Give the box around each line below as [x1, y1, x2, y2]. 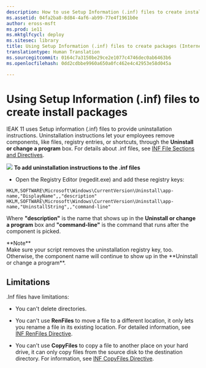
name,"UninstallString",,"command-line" [6, 204, 112, 210]
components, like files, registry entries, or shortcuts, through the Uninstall [6, 139, 194, 146]
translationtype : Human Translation [6, 49, 100, 55]
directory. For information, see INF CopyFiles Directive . [15, 355, 154, 362]
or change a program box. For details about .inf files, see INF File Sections [6, 145, 195, 152]
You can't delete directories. [15, 305, 87, 313]
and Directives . [6, 151, 45, 159]
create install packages [6, 105, 128, 119]
